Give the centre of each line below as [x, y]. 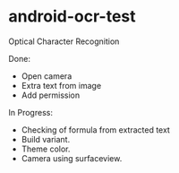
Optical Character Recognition [64, 41]
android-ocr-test [72, 17]
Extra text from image [61, 85]
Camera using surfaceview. [72, 158]
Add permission [51, 95]
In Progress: [30, 112]
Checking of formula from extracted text [96, 130]
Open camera [47, 76]
